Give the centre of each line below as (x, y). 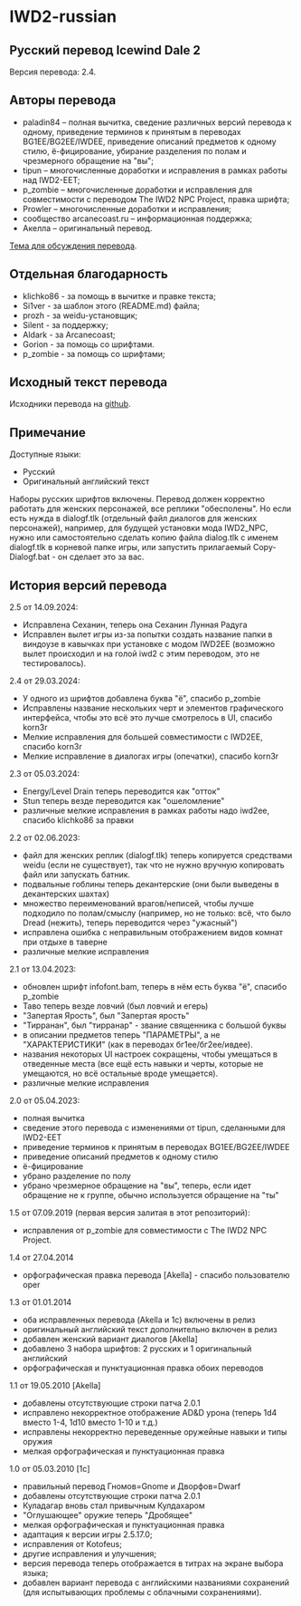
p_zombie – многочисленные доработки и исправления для (137, 189)
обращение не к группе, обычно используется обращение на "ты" (150, 1195)
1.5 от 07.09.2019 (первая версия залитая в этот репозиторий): (130, 1213)
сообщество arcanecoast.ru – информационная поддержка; (137, 218)
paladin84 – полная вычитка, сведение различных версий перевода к (157, 122)
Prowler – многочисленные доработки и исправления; (127, 208)
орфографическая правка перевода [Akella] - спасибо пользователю (156, 1275)
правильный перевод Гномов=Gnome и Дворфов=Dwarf (132, 1486)
